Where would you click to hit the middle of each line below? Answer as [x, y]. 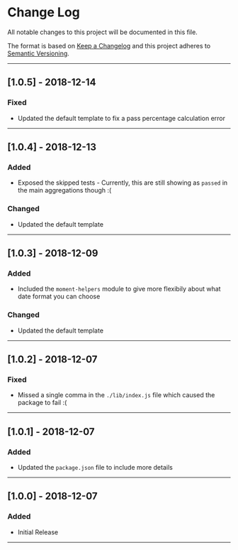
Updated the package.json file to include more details [95, 467]
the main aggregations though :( [64, 190]
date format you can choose [59, 296]
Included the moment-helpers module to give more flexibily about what [119, 289]
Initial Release [38, 532]
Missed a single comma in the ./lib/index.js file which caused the [116, 395]
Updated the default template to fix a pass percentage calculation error [121, 118]
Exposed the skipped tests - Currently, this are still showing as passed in [123, 183]
